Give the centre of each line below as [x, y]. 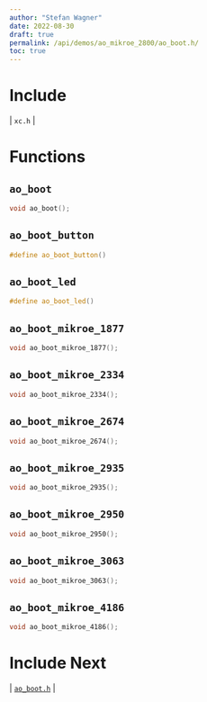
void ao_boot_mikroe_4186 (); [64, 627]
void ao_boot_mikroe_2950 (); [64, 534]
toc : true [28, 51]
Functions [47, 157]
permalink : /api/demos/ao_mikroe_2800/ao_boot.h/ [104, 43]
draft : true [31, 34]
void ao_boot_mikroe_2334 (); [64, 394]
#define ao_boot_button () [58, 255]
